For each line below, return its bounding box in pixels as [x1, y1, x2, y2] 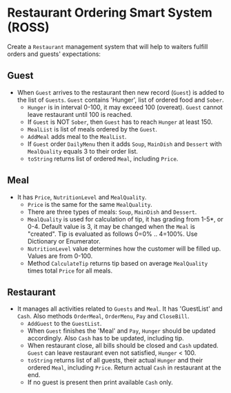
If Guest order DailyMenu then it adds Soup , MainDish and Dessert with [27, 140, 222, 148]
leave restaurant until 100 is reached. [27, 110, 133, 118]
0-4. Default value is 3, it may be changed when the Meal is [27, 222, 195, 230]
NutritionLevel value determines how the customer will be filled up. [27, 244, 221, 253]
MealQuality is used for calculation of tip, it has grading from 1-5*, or [27, 214, 224, 223]
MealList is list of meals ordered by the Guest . [27, 125, 157, 133]
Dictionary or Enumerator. [27, 237, 101, 245]
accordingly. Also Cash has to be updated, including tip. [27, 334, 184, 342]
